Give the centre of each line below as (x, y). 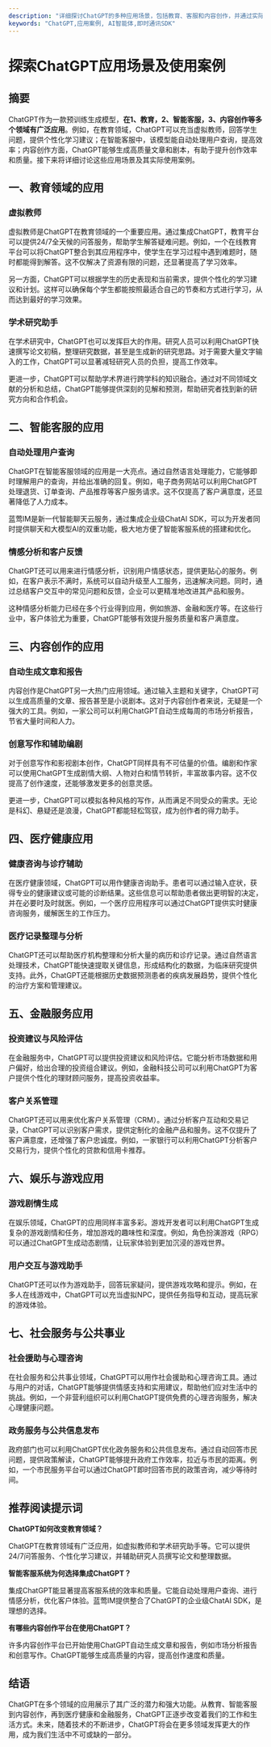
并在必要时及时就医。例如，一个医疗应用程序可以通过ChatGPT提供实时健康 (133, 903)
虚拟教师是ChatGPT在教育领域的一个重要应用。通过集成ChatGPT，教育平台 (134, 232)
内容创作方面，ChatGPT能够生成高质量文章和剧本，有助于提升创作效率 (140, 150)
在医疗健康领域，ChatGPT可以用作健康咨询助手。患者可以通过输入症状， (129, 883)
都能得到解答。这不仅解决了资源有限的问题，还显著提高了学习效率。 (128, 262)
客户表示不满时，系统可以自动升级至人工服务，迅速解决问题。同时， (142, 581)
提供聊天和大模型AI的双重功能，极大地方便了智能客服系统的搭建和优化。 (135, 529)
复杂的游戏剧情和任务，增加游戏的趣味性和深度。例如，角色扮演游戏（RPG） (134, 1233)
